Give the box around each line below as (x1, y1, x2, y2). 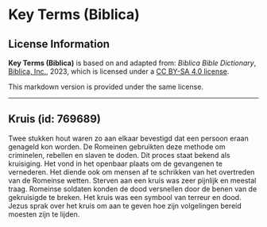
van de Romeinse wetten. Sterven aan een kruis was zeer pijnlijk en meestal (8, 175, 257, 185)
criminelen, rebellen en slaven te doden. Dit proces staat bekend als (8, 150, 230, 160)
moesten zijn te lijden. (8, 209, 80, 219)
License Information (8, 37, 110, 51)
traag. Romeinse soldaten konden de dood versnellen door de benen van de (8, 184, 257, 194)
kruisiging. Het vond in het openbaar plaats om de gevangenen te (8, 159, 222, 168)
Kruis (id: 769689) (8, 113, 102, 126)
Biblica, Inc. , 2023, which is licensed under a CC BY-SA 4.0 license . (8, 67, 230, 76)
